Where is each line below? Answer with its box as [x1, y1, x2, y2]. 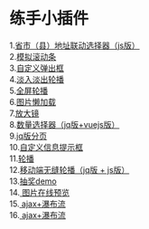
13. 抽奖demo [9, 176, 57, 186]
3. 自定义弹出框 [9, 62, 65, 73]
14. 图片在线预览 [9, 186, 70, 197]
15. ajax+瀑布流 [9, 198, 66, 209]
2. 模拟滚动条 [9, 51, 57, 62]
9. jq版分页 [9, 130, 48, 141]
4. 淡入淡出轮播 [9, 73, 65, 84]
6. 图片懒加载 [9, 96, 57, 107]
